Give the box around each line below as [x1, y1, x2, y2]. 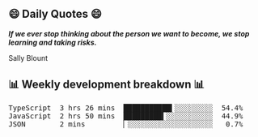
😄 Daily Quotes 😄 [8, 7, 103, 21]
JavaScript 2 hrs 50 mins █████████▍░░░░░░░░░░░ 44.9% [8, 111, 243, 121]
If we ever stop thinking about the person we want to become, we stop [8, 28, 250, 38]
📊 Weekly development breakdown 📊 [8, 78, 205, 92]
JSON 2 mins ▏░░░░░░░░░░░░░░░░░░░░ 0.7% [8, 119, 243, 129]
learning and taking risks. [8, 37, 97, 47]
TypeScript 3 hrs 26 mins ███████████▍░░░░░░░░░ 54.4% [8, 103, 243, 113]
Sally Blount [8, 53, 49, 62]
